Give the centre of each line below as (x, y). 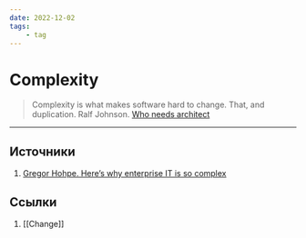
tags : (20, 26)
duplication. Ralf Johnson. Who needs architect (121, 114)
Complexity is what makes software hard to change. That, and (148, 104)
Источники (42, 151)
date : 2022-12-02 (42, 18)
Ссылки (33, 202)
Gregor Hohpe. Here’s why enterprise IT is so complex (124, 174)
